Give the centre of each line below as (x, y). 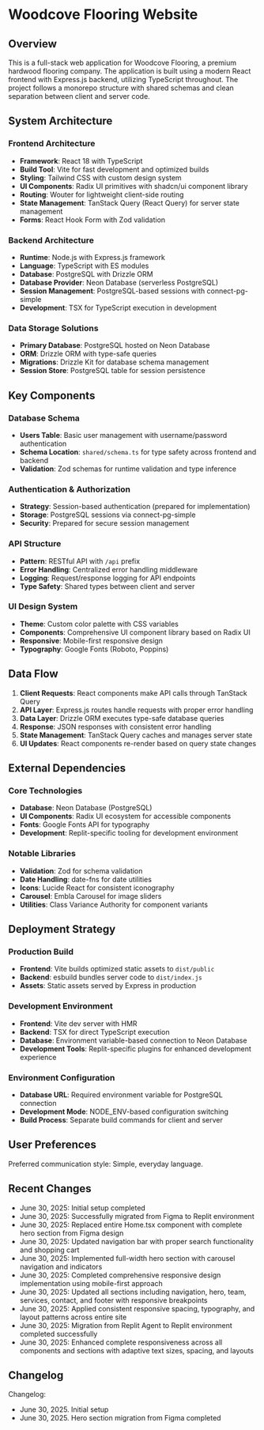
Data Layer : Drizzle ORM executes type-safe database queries (122, 718)
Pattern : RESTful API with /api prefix (80, 561)
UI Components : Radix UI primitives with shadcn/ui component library (134, 186)
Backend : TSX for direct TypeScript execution (94, 1032)
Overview (33, 44)
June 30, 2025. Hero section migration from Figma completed (120, 1418)
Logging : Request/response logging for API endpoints (107, 578)
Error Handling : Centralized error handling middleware (109, 569)
